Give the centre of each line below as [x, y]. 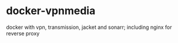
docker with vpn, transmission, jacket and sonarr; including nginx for [89, 27]
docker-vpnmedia [51, 11]
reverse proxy [23, 33]
